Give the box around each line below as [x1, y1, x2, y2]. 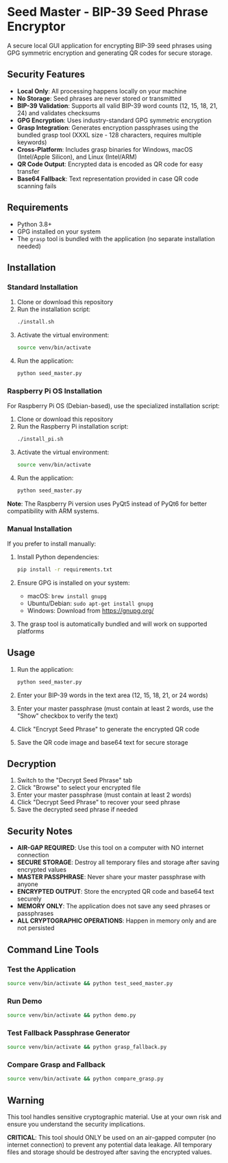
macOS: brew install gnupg [27, 591, 107, 600]
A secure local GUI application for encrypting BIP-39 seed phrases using [7, 41, 212, 49]
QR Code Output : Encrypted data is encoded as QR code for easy [16, 159, 203, 168]
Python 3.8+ [16, 220, 53, 228]
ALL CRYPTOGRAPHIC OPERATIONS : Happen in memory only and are [16, 916, 217, 925]
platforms [16, 626, 45, 635]
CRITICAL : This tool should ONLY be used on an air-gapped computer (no [7, 1133, 216, 1142]
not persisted [16, 924, 55, 932]
